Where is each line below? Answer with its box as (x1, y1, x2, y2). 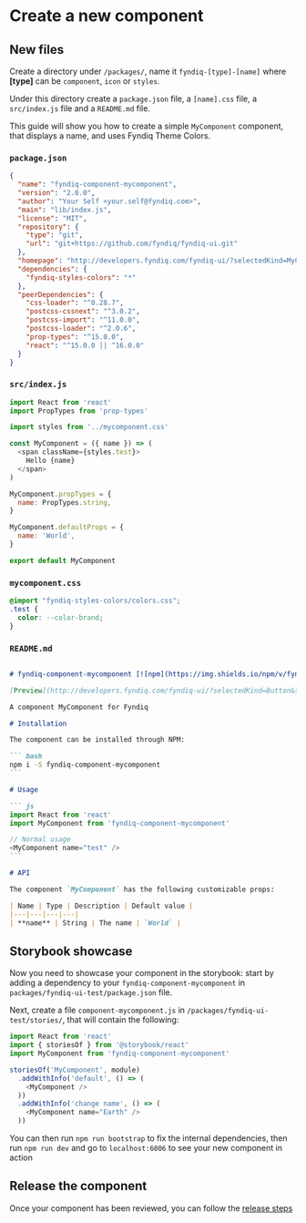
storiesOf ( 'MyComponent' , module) (9, 1065, 141, 1074)
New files (9, 42, 65, 57)
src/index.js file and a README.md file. (9, 103, 150, 114)
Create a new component (9, 5, 204, 26)
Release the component (9, 1178, 148, 1194)
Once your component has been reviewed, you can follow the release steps (9, 1202, 293, 1213)
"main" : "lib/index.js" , (17, 205, 112, 214)
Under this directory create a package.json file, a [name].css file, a (9, 93, 258, 104)
